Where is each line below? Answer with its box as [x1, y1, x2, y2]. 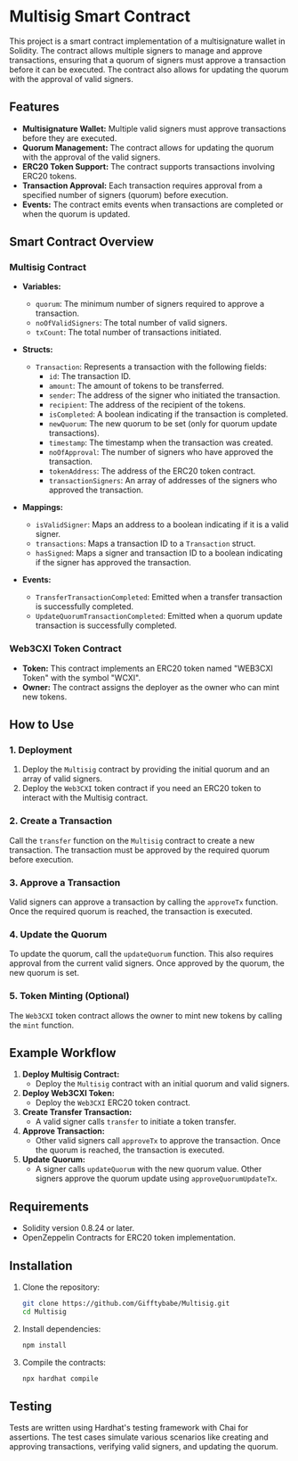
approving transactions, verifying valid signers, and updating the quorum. [9, 1441, 278, 1452]
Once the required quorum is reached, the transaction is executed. [9, 906, 254, 917]
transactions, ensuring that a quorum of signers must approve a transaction [9, 54, 286, 65]
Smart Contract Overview [9, 235, 154, 250]
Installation [9, 1258, 73, 1273]
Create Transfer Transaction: [21, 1107, 133, 1118]
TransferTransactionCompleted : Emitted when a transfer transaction [35, 591, 283, 603]
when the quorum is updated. [21, 208, 131, 219]
